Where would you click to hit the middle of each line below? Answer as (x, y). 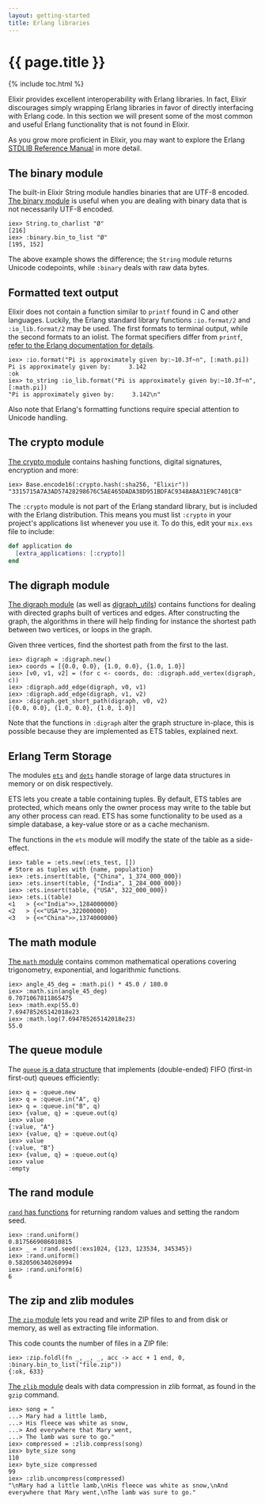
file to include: (31, 531)
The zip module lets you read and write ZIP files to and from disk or (118, 1319)
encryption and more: (44, 470)
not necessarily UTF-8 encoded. (61, 209)
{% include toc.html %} (46, 84)
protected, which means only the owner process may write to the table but (130, 807)
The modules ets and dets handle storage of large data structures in (119, 775)
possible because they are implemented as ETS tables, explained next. (123, 731)
